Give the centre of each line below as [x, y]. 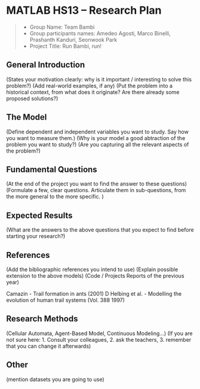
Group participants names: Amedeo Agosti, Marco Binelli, [100, 33]
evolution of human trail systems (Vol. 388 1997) [66, 300]
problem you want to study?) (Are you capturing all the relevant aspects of [98, 144]
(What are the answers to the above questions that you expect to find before [100, 230]
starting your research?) [36, 236]
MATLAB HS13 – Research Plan [84, 10]
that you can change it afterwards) [49, 346]
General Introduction [46, 65]
